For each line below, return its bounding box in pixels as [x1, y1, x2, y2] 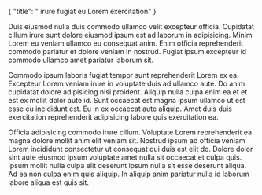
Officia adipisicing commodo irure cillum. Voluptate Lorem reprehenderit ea [8, 127, 253, 137]
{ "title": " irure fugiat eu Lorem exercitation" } [8, 7, 157, 16]
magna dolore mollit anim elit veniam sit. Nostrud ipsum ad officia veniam [8, 136, 245, 145]
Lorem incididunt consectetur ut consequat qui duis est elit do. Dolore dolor [8, 145, 253, 153]
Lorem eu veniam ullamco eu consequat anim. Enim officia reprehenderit [8, 39, 244, 48]
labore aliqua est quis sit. [8, 178, 89, 187]
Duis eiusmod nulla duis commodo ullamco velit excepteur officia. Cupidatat [8, 22, 254, 31]
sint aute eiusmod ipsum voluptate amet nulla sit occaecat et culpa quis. [8, 153, 242, 162]
